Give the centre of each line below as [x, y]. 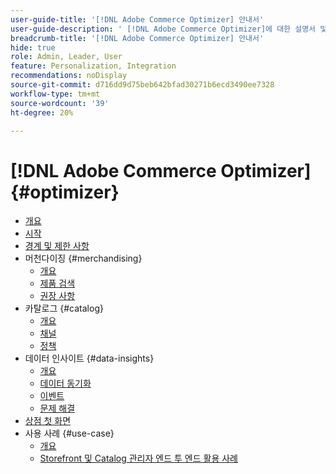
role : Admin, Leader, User [66, 57]
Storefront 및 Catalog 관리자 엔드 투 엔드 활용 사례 [138, 458]
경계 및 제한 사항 [57, 246]
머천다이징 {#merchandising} [83, 258]
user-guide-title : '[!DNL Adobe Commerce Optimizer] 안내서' [137, 19]
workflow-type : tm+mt [55, 94]
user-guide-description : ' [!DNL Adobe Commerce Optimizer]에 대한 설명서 [163, 29]
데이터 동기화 [65, 383]
